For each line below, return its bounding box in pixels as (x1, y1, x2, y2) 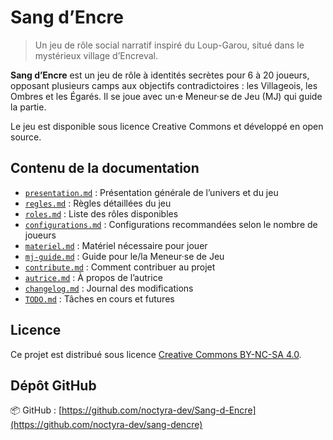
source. (10, 131, 42, 143)
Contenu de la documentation (10, 160, 200, 177)
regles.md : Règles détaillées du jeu (24, 197, 172, 209)
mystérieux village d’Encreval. (34, 49, 159, 61)
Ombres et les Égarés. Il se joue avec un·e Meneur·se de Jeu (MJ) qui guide (10, 90, 323, 102)
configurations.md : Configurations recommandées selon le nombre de (24, 218, 318, 230)
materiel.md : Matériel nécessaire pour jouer (24, 239, 208, 251)
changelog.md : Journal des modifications (24, 282, 194, 294)
